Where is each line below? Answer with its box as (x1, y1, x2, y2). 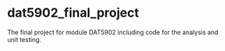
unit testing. (7, 35, 42, 43)
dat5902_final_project (7, 5, 140, 21)
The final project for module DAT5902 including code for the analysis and (7, 28, 219, 36)
